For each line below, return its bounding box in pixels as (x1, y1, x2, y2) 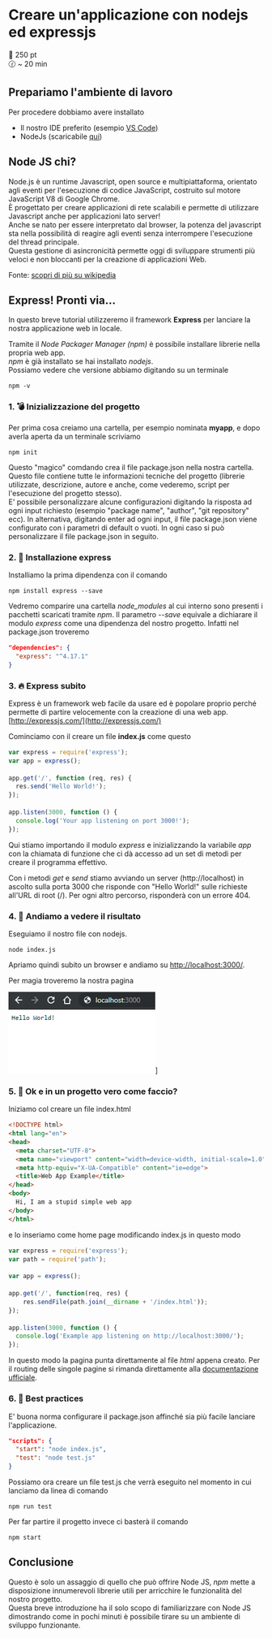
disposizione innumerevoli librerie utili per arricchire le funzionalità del (8, 1585, 242, 1595)
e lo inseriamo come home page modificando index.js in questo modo (8, 1230, 241, 1239)
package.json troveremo (8, 627, 90, 637)
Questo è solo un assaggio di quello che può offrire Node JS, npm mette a (8, 1577, 256, 1587)
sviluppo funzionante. (8, 1620, 81, 1630)
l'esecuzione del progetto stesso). (8, 488, 122, 498)
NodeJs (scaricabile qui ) (19, 132, 103, 141)
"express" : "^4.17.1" (15, 652, 89, 660)
